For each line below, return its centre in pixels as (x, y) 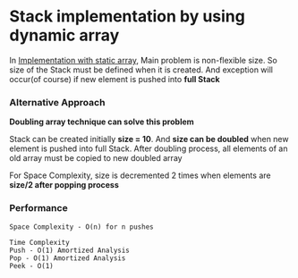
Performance (39, 208)
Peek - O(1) (31, 265)
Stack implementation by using (128, 17)
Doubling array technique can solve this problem (102, 122)
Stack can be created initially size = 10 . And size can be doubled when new (149, 139)
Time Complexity (39, 242)
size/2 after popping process (64, 185)
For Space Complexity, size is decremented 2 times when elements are (140, 175)
